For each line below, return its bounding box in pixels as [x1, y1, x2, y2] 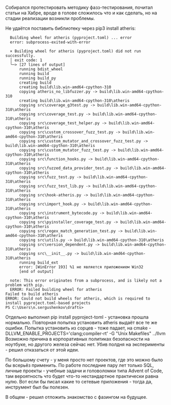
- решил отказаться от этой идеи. [5, 347, 80, 353]
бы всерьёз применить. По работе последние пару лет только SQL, [5, 362, 154, 368]
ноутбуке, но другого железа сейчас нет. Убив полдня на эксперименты [5, 341, 165, 347]
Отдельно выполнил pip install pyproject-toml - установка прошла [5, 314, 149, 320]
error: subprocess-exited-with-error [10, 40, 91, 45]
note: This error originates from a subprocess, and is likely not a [10, 278, 162, 283]
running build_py [18, 76, 56, 81]
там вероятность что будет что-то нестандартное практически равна [5, 373, 159, 379]
